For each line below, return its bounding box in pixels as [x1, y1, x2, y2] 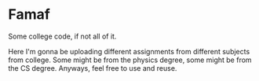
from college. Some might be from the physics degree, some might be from [8, 55, 253, 64]
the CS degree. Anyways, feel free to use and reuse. [8, 63, 177, 72]
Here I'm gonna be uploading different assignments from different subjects [8, 46, 250, 56]
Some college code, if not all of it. [8, 31, 117, 41]
